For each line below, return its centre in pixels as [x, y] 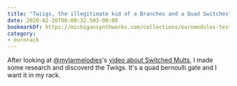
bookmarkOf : [25, 27]
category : [22, 33]
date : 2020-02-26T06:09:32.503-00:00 [63, 20]
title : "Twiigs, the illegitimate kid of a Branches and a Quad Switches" [120, 14]
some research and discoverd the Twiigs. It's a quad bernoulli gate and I [112, 68]
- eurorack [23, 40]
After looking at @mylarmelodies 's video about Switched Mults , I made [110, 60]
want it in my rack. [34, 75]
